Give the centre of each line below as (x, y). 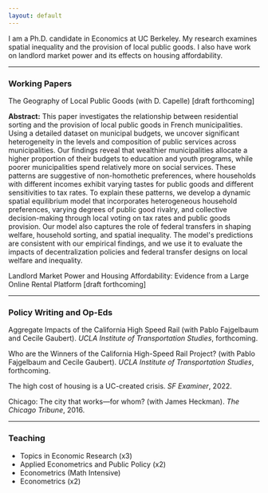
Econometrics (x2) (50, 481)
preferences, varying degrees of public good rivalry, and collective (118, 209)
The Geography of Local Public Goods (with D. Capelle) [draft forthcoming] (132, 101)
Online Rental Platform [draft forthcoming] (77, 284)
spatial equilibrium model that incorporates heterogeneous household (123, 201)
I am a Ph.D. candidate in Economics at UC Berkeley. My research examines (133, 38)
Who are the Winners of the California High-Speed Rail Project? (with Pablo (132, 354)
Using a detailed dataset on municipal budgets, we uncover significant (124, 133)
